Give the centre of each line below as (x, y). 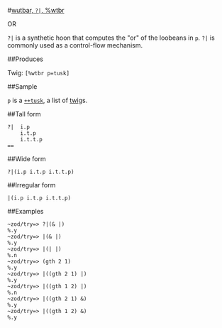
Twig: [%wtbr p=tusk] (38, 73)
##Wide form (27, 159)
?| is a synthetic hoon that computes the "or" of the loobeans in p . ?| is (111, 38)
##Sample (22, 87)
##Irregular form (32, 185)
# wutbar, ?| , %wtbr (36, 10)
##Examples (26, 211)
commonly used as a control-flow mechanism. (75, 45)
